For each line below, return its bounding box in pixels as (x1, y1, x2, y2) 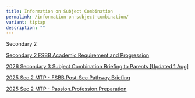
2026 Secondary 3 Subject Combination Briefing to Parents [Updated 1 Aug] (6, 63, 189, 70)
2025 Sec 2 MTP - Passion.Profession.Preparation (6, 85, 127, 93)
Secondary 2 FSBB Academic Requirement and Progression (6, 52, 150, 59)
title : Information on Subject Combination (6, 8, 114, 14)
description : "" (6, 24, 45, 31)
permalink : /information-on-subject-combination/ (6, 14, 129, 20)
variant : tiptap (6, 19, 45, 25)
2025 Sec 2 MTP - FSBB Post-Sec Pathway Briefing (6, 74, 130, 81)
